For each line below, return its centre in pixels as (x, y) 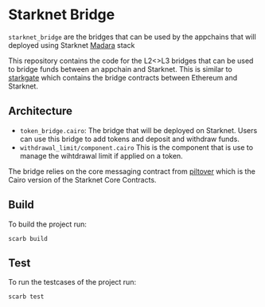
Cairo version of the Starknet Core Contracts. (82, 179)
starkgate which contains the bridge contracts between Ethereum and (123, 77)
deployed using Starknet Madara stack (72, 45)
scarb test (26, 297)
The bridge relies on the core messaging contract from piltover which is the (132, 171)
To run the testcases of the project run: (72, 282)
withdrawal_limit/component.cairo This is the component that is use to (136, 147)
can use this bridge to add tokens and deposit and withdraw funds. (130, 139)
